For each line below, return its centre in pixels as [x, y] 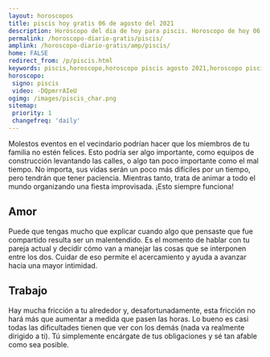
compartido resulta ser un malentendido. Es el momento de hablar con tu [129, 239]
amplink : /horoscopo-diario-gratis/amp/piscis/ [90, 46]
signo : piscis [35, 83]
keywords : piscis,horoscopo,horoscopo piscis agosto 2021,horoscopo [125, 68]
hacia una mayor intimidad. [53, 265]
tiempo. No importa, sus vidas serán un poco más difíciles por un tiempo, [129, 169]
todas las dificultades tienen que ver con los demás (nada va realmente [127, 327]
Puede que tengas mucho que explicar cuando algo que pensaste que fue [131, 231]
